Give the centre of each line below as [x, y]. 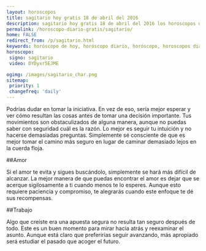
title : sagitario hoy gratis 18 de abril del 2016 [72, 18]
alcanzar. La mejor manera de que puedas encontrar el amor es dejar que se [103, 178]
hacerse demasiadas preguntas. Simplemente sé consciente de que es [96, 135]
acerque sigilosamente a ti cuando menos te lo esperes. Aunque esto [94, 185]
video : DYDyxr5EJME [34, 63]
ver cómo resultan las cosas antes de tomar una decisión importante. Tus [99, 115]
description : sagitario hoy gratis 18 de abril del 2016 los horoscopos [101, 23]
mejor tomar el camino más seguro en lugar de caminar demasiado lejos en [101, 141]
